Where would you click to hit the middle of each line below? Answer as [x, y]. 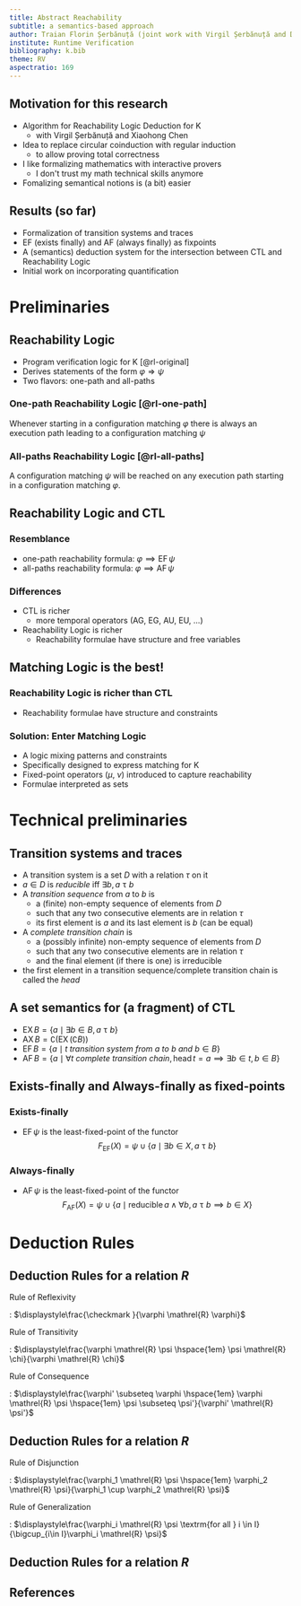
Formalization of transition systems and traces [108, 232]
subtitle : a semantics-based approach [82, 26]
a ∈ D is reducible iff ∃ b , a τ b [78, 885]
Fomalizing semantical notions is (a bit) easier [107, 183]
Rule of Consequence [49, 1376]
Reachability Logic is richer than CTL [91, 694]
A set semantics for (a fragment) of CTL [122, 1008]
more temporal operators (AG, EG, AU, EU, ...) [119, 621]
